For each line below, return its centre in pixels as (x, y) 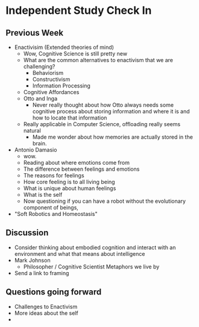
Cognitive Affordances (51, 92)
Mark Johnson (32, 260)
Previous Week (35, 33)
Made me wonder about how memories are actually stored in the (113, 137)
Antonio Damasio (36, 150)
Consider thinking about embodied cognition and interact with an (95, 247)
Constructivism (51, 79)
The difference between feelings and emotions (81, 169)
